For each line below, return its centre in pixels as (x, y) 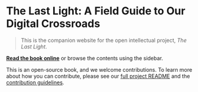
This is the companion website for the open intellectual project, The (103, 40)
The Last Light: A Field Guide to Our (96, 11)
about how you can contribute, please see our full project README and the (98, 76)
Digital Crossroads (53, 24)
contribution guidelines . (35, 82)
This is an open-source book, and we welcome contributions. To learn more (99, 69)
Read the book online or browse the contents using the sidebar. (85, 58)
